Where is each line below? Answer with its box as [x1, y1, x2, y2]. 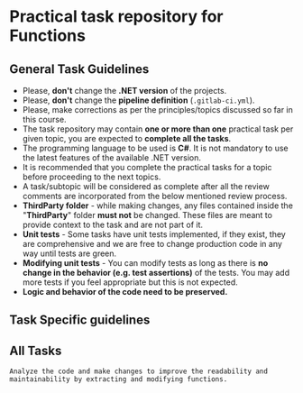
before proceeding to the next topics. [22, 171, 161, 182]
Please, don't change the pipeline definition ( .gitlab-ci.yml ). [22, 95, 255, 105]
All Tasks [9, 343, 62, 358]
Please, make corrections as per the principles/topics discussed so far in [22, 105, 293, 114]
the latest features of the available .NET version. [22, 152, 201, 163]
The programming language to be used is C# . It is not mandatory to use [22, 142, 289, 153]
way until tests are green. [22, 248, 117, 259]
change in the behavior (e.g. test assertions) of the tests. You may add [22, 268, 290, 278]
